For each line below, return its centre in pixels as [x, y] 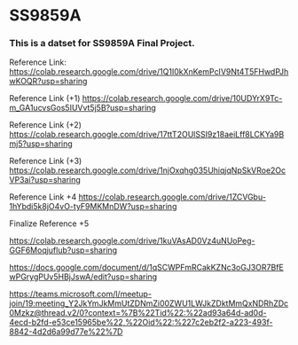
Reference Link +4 [43, 197]
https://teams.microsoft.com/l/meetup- [81, 294]
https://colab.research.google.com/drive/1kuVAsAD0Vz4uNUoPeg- [132, 241]
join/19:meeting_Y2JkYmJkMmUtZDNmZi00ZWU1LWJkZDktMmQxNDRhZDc [149, 303]
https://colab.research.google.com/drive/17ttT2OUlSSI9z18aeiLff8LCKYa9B [147, 135]
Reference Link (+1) [45, 98]
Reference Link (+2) [46, 125]
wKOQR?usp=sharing [48, 82]
